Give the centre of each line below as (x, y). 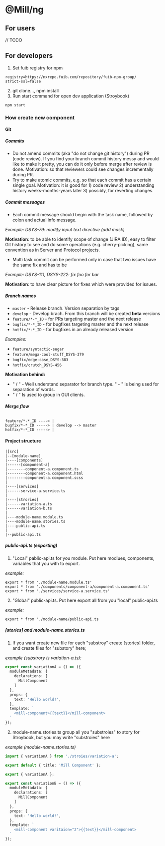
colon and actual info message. (44, 220)
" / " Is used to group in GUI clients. (48, 395)
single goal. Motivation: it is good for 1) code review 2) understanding (83, 185)
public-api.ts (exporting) (31, 545)
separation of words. (34, 390)
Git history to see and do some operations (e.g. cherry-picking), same (77, 245)
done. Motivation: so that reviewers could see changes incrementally (83, 169)
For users (20, 28)
